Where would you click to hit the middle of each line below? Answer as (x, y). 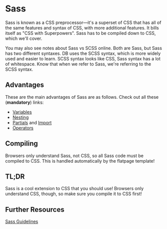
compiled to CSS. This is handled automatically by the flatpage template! (80, 161)
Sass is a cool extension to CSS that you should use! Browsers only (74, 189)
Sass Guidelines (22, 222)
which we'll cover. (24, 38)
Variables (22, 112)
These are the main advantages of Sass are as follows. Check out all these (82, 97)
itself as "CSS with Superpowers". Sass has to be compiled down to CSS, (80, 33)
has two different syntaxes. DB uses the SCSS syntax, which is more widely (83, 53)
